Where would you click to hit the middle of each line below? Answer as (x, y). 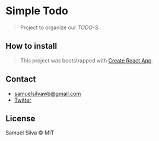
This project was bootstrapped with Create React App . (87, 60)
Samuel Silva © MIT (30, 133)
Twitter (23, 100)
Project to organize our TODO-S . (60, 27)
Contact (21, 79)
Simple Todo (37, 11)
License (20, 118)
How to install (31, 46)
